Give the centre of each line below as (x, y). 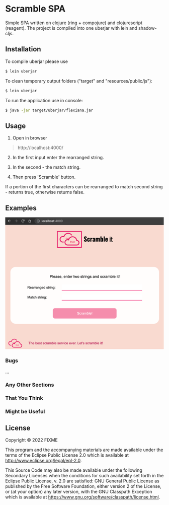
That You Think (24, 398)
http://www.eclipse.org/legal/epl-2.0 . (44, 461)
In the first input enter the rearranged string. (58, 158)
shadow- (147, 28)
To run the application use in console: (44, 100)
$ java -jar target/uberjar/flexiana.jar (49, 110)
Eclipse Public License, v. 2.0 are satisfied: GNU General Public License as (82, 481)
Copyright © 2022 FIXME (31, 440)
